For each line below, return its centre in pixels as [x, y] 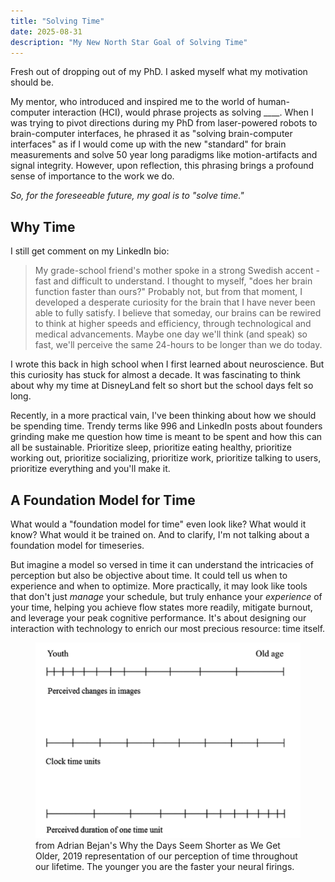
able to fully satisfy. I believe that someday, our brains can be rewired [178, 313]
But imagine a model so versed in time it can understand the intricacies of [162, 564]
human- [274, 102]
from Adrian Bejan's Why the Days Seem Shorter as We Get [158, 845]
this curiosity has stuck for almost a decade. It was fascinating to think [155, 375]
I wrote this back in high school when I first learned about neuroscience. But [167, 364]
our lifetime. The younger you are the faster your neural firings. [165, 866]
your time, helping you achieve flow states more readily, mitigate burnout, [161, 607]
